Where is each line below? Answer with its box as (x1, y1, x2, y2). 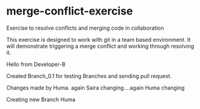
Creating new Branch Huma (6, 96, 76, 103)
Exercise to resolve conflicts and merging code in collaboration (6, 24, 164, 31)
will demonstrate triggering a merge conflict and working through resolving (6, 42, 195, 50)
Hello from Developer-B (6, 61, 66, 68)
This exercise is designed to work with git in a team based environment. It (6, 36, 191, 43)
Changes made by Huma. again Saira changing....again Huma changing (6, 84, 185, 91)
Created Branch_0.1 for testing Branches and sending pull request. (6, 72, 172, 79)
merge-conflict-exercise (6, 4, 133, 18)
